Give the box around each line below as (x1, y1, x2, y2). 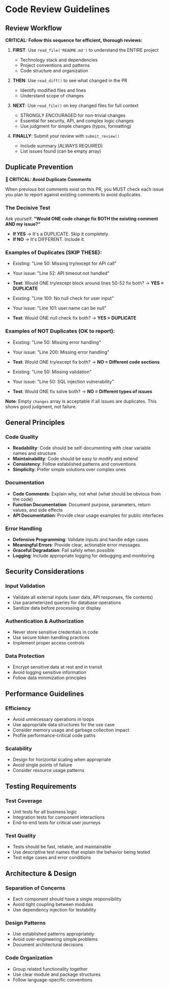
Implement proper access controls (12, 640, 85, 646)
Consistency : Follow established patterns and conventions (12, 461, 136, 467)
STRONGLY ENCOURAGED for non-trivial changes (20, 113, 126, 118)
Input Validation (5, 582, 46, 589)
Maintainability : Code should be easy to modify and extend (12, 455, 138, 462)
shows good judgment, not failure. (5, 403, 77, 409)
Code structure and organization (20, 67, 88, 74)
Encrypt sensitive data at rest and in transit (12, 664, 103, 670)
